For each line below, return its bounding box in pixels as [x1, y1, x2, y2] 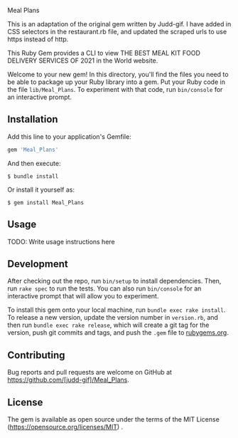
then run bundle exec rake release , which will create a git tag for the [7, 320, 210, 330]
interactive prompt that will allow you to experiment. [7, 292, 159, 301]
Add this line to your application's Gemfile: [7, 132, 131, 141]
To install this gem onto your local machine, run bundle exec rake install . [7, 306, 226, 314]
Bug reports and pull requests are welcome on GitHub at [7, 368, 173, 377]
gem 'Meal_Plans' [7, 146, 59, 153]
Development [7, 258, 69, 270]
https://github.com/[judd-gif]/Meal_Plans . [7, 375, 129, 384]
